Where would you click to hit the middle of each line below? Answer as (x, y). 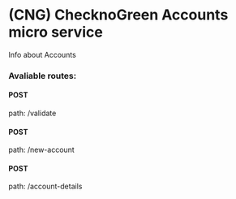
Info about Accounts (43, 54)
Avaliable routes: (43, 76)
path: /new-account (41, 150)
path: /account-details (45, 186)
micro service (56, 32)
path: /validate (32, 113)
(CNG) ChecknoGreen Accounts (118, 15)
